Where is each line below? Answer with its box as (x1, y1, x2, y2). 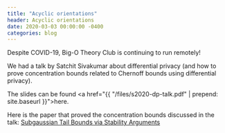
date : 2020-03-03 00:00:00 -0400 (7, 23, 104, 30)
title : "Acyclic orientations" (7, 10, 98, 17)
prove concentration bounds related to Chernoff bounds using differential (7, 69, 217, 78)
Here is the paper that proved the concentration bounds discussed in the (7, 111, 215, 119)
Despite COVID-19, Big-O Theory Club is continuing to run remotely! (7, 48, 201, 57)
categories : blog (7, 29, 57, 37)
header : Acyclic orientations (7, 17, 95, 24)
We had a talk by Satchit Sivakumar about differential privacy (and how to (7, 62, 217, 70)
